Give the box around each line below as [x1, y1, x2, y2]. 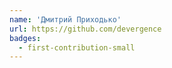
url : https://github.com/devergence [9, 24, 162, 34]
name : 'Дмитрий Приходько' [9, 14, 122, 25]
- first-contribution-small [18, 42, 136, 53]
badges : [9, 33, 42, 43]
